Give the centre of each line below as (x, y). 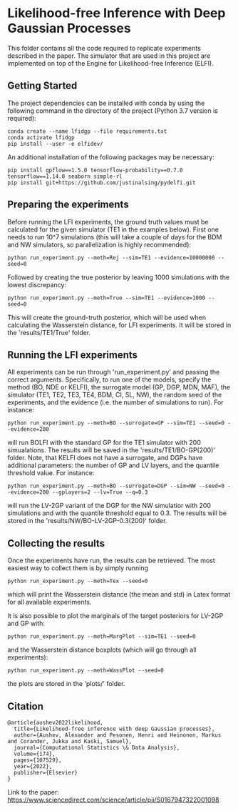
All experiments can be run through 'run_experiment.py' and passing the (114, 372)
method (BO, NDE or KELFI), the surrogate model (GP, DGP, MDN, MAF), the (119, 387)
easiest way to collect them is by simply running (78, 568)
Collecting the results (56, 543)
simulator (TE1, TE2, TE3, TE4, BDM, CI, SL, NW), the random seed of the (115, 395)
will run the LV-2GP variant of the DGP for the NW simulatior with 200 (109, 506)
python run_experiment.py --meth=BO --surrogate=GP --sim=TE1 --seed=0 (116, 423)
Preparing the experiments (68, 205)
